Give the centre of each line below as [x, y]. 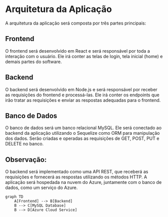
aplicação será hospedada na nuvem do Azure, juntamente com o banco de [83, 182]
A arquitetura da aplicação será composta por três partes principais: [76, 23]
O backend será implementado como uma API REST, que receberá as [77, 172]
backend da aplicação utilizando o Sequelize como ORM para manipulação [82, 133]
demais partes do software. [34, 62]
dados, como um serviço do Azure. [41, 188]
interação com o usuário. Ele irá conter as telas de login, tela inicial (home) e [84, 56]
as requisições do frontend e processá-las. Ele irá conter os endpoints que [82, 95]
